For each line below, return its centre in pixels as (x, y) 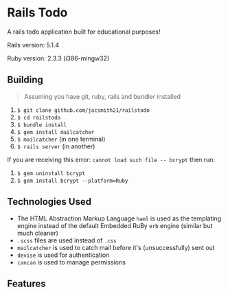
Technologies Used (49, 202)
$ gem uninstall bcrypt (51, 173)
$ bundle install (42, 125)
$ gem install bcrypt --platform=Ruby (72, 181)
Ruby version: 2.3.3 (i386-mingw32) (58, 58)
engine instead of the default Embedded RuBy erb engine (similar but (115, 225)
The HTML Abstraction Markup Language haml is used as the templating (119, 218)
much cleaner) (37, 233)
